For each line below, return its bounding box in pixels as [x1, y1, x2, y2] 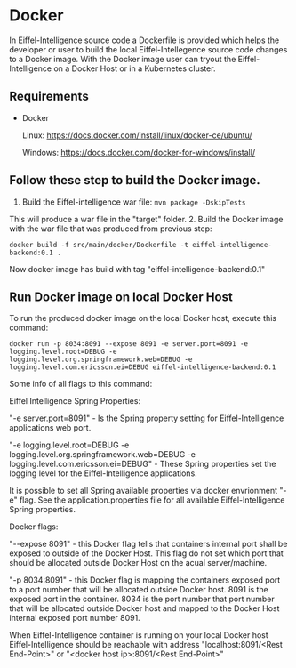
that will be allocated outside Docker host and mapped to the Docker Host [9, 603, 280, 614]
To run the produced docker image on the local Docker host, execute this [9, 313, 277, 324]
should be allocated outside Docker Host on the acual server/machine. [9, 558, 268, 568]
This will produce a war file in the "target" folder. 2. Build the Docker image [9, 213, 284, 224]
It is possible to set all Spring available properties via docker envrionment [9, 486, 278, 496]
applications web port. [9, 423, 92, 433]
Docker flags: [9, 521, 59, 532]
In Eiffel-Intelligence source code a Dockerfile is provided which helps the [9, 35, 280, 45]
